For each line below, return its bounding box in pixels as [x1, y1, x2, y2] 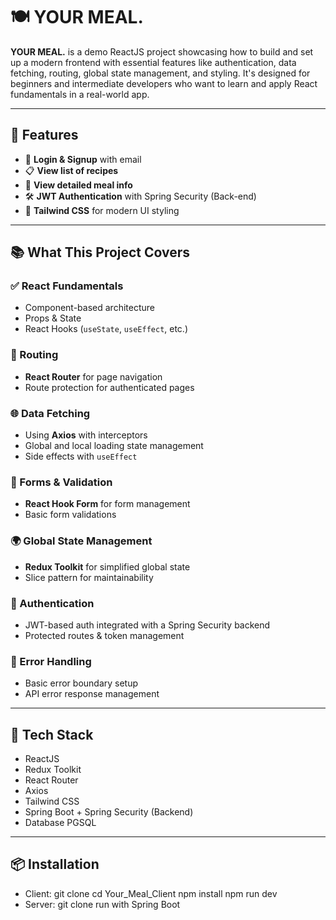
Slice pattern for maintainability [24, 571, 154, 583]
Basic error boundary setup [24, 677, 139, 689]
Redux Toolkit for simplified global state [24, 560, 191, 573]
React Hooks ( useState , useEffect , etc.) [24, 323, 189, 335]
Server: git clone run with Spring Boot [24, 898, 181, 910]
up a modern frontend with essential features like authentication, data [10, 56, 297, 68]
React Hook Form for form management [24, 498, 191, 510]
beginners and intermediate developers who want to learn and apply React [10, 77, 318, 89]
